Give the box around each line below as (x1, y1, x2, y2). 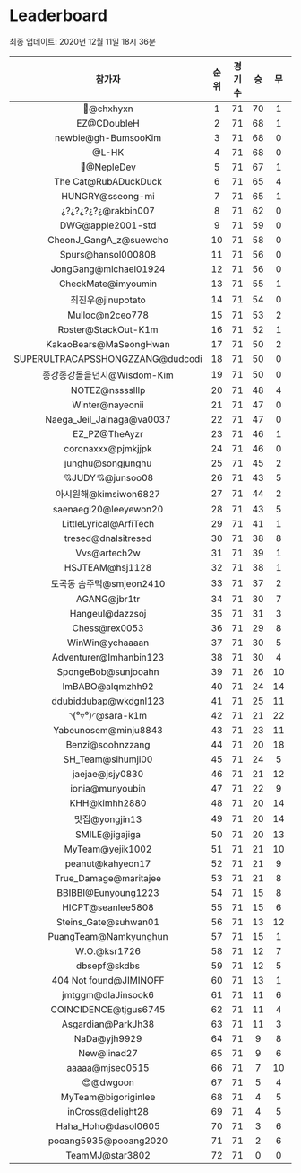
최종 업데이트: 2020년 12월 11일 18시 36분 (9, 36, 157, 47)
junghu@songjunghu (64, 457, 152, 469)
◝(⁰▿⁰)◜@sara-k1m (68, 709, 148, 722)
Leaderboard (9, 5, 107, 26)
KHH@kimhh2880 (69, 796, 147, 809)
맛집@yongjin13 (73, 813, 142, 826)
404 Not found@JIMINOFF (51, 974, 165, 986)
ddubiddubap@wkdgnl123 (51, 695, 165, 707)
